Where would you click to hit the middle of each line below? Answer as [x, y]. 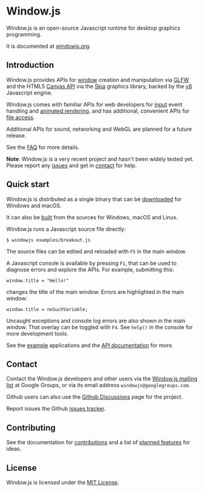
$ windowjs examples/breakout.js [48, 240]
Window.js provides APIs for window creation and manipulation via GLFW [98, 79]
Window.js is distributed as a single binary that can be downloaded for [94, 199]
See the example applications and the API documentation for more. [90, 345]
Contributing [31, 427]
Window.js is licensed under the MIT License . [63, 482]
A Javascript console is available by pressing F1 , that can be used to [92, 263]
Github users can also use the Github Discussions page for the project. [95, 397]
